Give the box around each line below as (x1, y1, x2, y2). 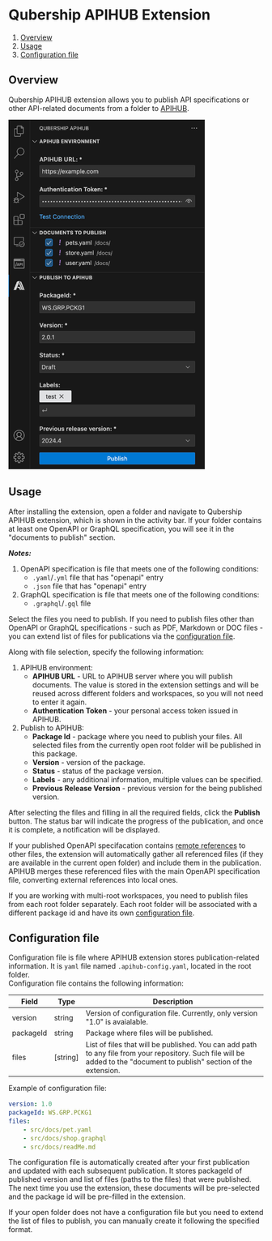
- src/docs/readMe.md (23, 1143, 96, 1151)
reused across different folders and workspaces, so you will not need (32, 688, 264, 698)
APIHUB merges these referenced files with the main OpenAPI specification (8, 866, 261, 876)
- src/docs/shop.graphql (23, 1134, 107, 1142)
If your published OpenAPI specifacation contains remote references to (8, 841, 246, 850)
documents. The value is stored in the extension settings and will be (32, 679, 259, 690)
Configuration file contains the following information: (8, 978, 185, 988)
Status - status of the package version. (32, 766, 164, 776)
